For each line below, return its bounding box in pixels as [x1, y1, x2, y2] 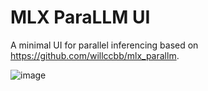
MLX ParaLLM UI [10, 6, 151, 29]
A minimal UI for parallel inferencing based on [10, 39, 199, 51]
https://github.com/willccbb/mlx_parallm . [10, 49, 180, 61]
